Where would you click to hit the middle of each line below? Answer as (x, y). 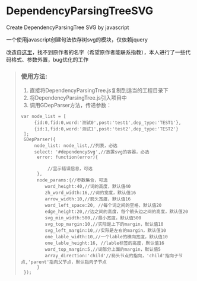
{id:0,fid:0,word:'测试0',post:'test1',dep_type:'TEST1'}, (108, 123)
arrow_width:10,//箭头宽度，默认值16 (88, 199)
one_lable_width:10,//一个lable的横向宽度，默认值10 (106, 237)
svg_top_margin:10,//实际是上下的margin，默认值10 (104, 224)
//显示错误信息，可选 (70, 169)
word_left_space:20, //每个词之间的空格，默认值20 (103, 206)
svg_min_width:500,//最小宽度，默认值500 (93, 218)
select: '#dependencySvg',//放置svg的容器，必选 (92, 152)
